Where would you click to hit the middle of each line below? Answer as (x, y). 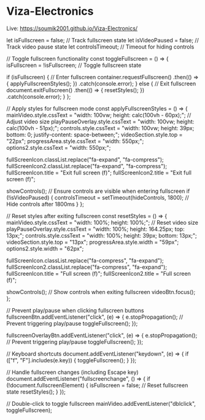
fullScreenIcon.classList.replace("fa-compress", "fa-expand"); (85, 260)
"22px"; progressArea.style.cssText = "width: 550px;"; (75, 141)
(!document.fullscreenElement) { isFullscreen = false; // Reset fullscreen (97, 385)
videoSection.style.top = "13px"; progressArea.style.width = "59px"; (93, 242)
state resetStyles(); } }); (36, 392)
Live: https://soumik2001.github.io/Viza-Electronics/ (72, 28)
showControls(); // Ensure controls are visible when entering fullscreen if (98, 191)
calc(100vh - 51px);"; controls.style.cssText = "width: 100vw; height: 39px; (100, 128)
